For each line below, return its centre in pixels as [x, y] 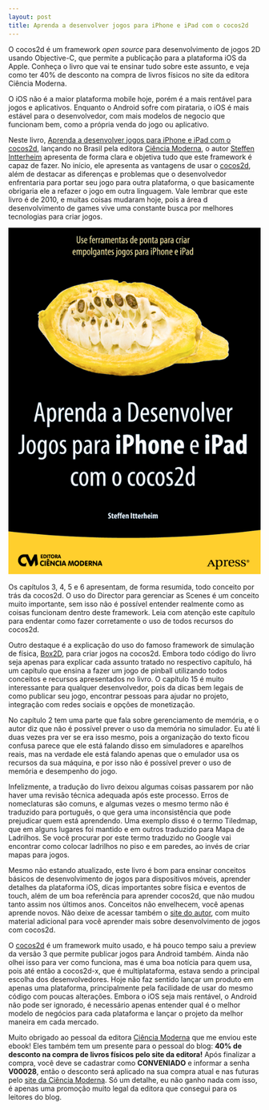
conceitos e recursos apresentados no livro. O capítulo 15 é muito [116, 679]
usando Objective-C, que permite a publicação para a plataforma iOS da [127, 58]
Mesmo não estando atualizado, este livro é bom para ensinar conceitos [127, 870]
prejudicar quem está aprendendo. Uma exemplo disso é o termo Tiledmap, [133, 820]
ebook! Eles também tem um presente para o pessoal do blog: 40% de [125, 1046]
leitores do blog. [35, 1096]
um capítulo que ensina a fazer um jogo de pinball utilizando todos [118, 670]
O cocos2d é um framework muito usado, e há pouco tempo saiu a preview [132, 945]
